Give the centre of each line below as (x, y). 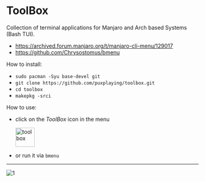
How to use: (21, 107)
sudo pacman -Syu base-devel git (58, 76)
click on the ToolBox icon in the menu (62, 119)
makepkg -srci (33, 96)
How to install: (24, 64)
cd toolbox (29, 89)
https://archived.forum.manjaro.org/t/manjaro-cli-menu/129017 (94, 46)
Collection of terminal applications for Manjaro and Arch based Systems (97, 27)
